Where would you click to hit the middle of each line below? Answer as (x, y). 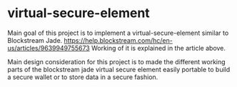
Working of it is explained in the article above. (159, 48)
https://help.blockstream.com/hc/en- (118, 40)
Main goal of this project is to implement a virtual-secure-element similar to (118, 33)
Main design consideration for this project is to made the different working (117, 61)
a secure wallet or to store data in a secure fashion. (83, 77)
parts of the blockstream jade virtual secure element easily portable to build (119, 69)
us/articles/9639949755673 (49, 48)
